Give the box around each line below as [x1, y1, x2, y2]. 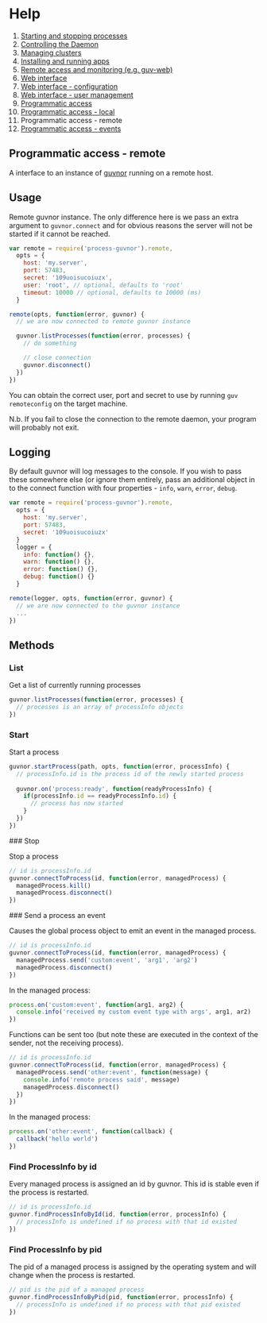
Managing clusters [20, 48, 82, 57]
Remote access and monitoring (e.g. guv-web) [20, 64, 173, 74]
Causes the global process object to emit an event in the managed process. [9, 926, 257, 935]
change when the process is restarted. [9, 1271, 136, 1280]
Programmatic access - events [20, 124, 122, 133]
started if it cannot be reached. [9, 229, 110, 238]
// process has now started [29, 800, 124, 808]
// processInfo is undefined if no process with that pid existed [16, 1300, 241, 1309]
